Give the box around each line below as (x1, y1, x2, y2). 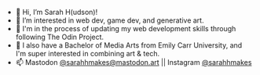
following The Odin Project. (15, 32, 104, 41)
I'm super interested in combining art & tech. (15, 49, 159, 58)
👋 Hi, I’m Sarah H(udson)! (15, 8, 98, 16)
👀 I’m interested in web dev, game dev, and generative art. (15, 16, 204, 25)
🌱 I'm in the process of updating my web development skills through (15, 24, 236, 33)
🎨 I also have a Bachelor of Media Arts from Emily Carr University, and (15, 41, 243, 50)
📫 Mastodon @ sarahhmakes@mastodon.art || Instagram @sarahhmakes (15, 58, 252, 66)
